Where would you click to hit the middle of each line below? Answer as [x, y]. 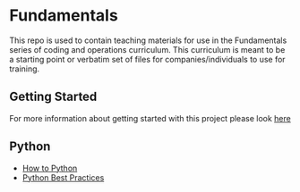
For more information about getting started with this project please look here [150, 118]
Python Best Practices [63, 177]
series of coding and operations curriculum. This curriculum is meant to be [147, 49]
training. [25, 69]
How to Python [50, 168]
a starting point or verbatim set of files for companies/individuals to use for [147, 59]
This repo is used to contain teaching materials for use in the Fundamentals [148, 40]
